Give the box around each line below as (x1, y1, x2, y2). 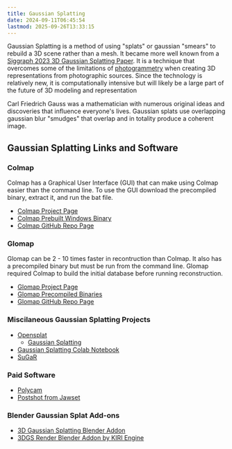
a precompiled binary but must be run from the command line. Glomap (7, 262, 209, 271)
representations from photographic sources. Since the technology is (7, 71, 203, 80)
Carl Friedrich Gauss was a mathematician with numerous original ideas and (7, 100, 225, 108)
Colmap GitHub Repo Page (17, 221, 94, 230)
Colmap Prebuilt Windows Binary (17, 214, 112, 223)
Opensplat (17, 330, 47, 339)
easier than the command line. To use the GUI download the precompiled (7, 186, 217, 194)
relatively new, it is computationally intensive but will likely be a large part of (7, 79, 224, 87)
